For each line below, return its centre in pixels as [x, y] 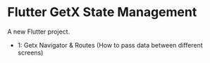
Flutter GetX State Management [102, 12]
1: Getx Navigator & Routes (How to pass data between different [110, 45]
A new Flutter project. [39, 31]
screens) [30, 52]
